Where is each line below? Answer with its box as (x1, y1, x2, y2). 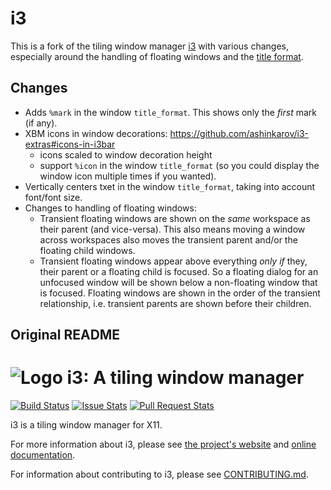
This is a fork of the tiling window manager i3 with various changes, (10, 40, 289, 52)
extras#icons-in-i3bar (24, 138, 116, 150)
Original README (10, 327, 121, 344)
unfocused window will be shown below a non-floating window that (39, 276, 318, 288)
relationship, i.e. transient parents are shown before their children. (39, 297, 312, 309)
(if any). (24, 117, 58, 129)
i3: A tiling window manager (66, 367, 305, 389)
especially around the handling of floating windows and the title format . (10, 50, 304, 62)
